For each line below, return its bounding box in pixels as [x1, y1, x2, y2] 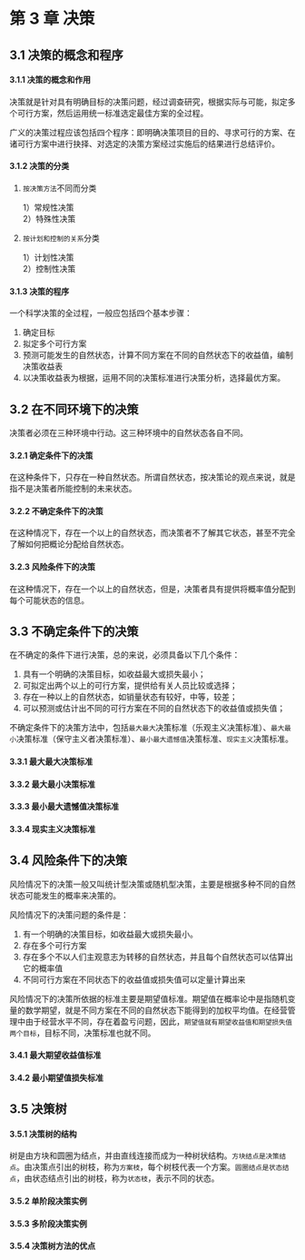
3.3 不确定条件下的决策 [9, 624, 139, 639]
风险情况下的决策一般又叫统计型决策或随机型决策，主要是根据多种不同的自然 [9, 878, 296, 889]
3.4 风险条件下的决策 [9, 853, 128, 868]
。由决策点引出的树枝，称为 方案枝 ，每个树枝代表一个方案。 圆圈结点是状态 [15, 1162, 283, 1173]
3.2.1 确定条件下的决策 [9, 450, 93, 461]
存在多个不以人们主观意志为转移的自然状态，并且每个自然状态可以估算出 [22, 951, 293, 962]
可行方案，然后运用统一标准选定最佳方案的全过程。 [16, 107, 209, 118]
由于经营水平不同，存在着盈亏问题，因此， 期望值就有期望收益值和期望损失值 [25, 1016, 293, 1027]
